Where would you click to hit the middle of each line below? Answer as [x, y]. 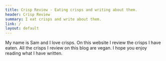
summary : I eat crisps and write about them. [53, 19]
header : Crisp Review [28, 14]
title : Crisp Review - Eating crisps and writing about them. [71, 10]
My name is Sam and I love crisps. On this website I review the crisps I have [83, 42]
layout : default [22, 28]
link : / [13, 24]
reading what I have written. [34, 53]
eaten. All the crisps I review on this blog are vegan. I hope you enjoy [76, 48]
